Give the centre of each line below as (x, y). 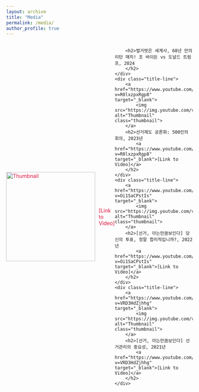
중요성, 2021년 (150, 347)
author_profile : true (33, 28)
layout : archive (26, 12)
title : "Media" (25, 17)
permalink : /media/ (30, 23)
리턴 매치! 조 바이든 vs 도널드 (147, 57)
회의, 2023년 (129, 139)
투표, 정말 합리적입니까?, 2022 (159, 240)
